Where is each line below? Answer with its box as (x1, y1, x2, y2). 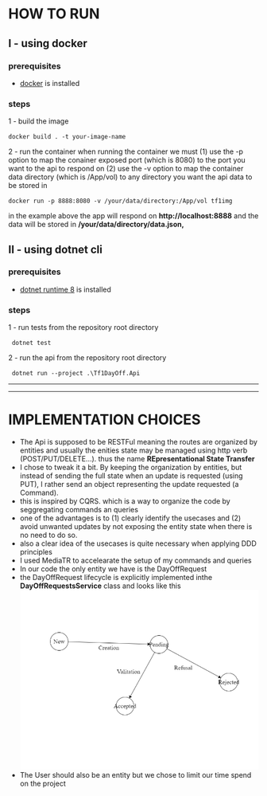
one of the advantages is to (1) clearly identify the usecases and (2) (19, 513, 242, 523)
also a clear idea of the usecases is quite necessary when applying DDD (19, 539, 257, 548)
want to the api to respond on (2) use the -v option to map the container (8, 164, 244, 174)
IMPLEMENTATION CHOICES (8, 411, 201, 429)
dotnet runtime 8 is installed (19, 284, 111, 294)
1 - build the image (8, 116, 69, 126)
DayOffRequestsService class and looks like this (19, 581, 181, 590)
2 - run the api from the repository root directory (8, 353, 167, 363)
